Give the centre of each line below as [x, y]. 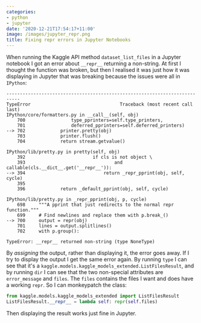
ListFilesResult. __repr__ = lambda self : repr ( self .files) [82, 302]
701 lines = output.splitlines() [65, 226]
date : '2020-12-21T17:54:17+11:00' [51, 29]
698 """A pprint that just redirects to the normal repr [95, 205]
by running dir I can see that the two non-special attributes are [85, 272]
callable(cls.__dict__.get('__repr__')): [59, 168]
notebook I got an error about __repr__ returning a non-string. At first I [94, 63]
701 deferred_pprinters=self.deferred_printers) [101, 126]
